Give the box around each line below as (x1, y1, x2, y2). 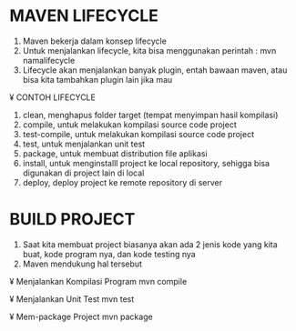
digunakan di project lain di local (22, 167, 145, 178)
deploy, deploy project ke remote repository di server (22, 176, 223, 187)
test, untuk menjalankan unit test (22, 138, 146, 149)
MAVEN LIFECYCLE (9, 5, 159, 26)
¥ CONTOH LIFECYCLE (9, 92, 96, 103)
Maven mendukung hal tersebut (22, 258, 143, 269)
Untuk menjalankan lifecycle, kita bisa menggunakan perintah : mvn (22, 45, 277, 55)
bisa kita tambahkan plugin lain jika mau (22, 74, 173, 85)
